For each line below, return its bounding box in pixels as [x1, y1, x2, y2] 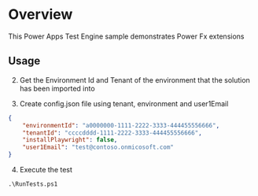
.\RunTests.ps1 [8, 180, 58, 188]
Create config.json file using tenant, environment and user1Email [19, 98, 229, 108]
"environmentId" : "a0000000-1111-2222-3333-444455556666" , [22, 121, 220, 129]
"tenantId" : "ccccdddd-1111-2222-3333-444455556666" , [22, 128, 202, 137]
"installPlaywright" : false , [22, 136, 118, 144]
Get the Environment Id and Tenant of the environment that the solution [19, 75, 250, 84]
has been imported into [19, 83, 96, 93]
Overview [8, 6, 73, 24]
